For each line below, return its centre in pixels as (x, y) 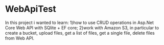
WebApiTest (31, 9)
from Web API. (20, 38)
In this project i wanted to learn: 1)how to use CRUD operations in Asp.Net (80, 22)
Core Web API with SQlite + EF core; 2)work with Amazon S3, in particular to (82, 27)
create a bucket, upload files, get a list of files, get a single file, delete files (80, 33)
